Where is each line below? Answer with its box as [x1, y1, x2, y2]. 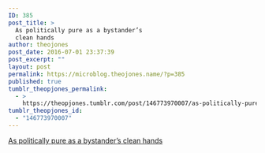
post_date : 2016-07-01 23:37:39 [8, 48, 114, 56]
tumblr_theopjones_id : [8, 107, 83, 115]
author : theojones [8, 41, 69, 49]
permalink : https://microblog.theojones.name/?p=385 [8, 70, 185, 78]
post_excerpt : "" [8, 56, 65, 64]
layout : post [8, 63, 51, 71]
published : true [8, 77, 62, 85]
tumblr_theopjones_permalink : [8, 84, 108, 93]
